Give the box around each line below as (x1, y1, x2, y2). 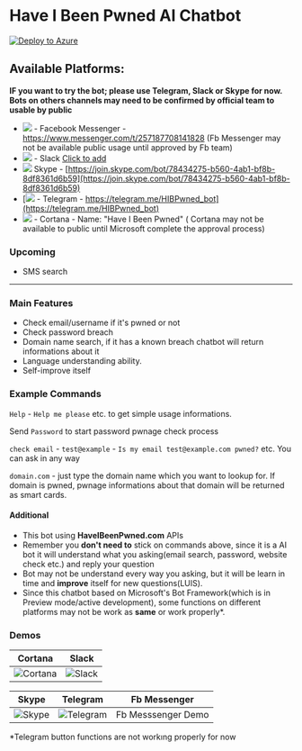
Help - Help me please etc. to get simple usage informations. (9, 408, 232, 419)
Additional (9, 510, 49, 520)
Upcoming (9, 245, 56, 258)
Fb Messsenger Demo (115, 709, 209, 721)
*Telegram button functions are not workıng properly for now (9, 731, 236, 743)
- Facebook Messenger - (33, 122, 127, 133)
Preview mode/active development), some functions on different (22, 596, 262, 608)
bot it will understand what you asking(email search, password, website (22, 548, 288, 559)
